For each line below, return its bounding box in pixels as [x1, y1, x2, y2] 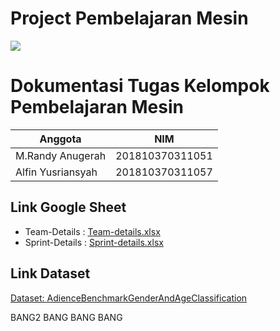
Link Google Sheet [10, 199, 127, 216]
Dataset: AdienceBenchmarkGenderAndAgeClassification [10, 292, 248, 304]
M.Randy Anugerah [15, 148, 107, 162]
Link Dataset [10, 265, 91, 282]
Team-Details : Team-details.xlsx [24, 225, 161, 237]
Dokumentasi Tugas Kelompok [10, 75, 270, 97]
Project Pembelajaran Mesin [10, 7, 249, 30]
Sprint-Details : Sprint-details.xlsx [24, 236, 164, 248]
